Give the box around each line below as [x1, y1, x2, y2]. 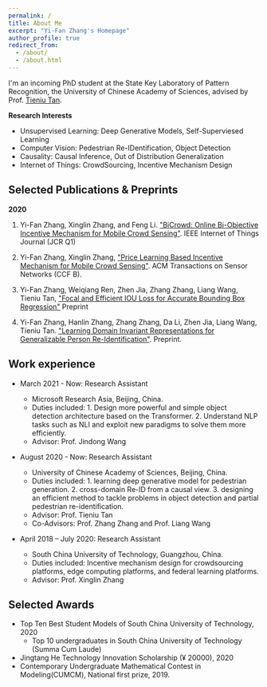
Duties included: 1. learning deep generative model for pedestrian [31, 476, 247, 486]
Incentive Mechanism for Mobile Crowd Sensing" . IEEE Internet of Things [19, 228, 260, 238]
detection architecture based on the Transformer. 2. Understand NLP [31, 411, 258, 420]
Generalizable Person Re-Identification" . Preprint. [19, 334, 182, 343]
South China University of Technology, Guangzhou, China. [31, 549, 223, 559]
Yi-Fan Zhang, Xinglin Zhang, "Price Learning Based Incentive [19, 252, 223, 262]
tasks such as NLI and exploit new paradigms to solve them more [31, 419, 246, 429]
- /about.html [15, 57, 62, 65]
